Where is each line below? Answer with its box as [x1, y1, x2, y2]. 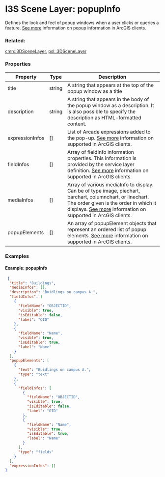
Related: [5, 37, 26, 44]
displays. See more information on [67, 205, 146, 212]
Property [15, 73, 37, 80]
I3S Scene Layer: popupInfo [5, 3, 121, 15]
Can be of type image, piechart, [67, 187, 140, 194]
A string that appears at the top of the [67, 82, 154, 88]
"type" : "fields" [18, 449, 54, 454]
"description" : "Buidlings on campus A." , [9, 290, 98, 295]
